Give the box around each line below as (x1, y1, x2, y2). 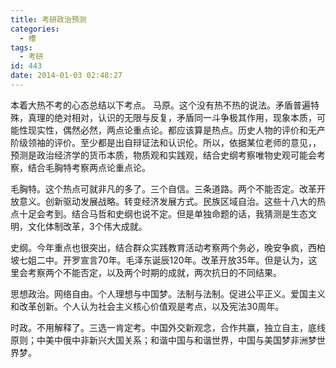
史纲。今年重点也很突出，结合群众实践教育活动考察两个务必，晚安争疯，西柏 (10, 241, 326, 253)
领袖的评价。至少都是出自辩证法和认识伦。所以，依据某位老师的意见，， (27, 136, 322, 148)
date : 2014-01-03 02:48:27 (10, 71, 123, 81)
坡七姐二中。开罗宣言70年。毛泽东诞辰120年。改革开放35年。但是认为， (10, 254, 309, 266)
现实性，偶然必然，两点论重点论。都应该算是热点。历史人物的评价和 (27, 124, 308, 136)
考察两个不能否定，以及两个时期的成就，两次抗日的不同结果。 (27, 266, 282, 278)
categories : (10, 24, 60, 34)
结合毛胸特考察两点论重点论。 (27, 161, 151, 173)
